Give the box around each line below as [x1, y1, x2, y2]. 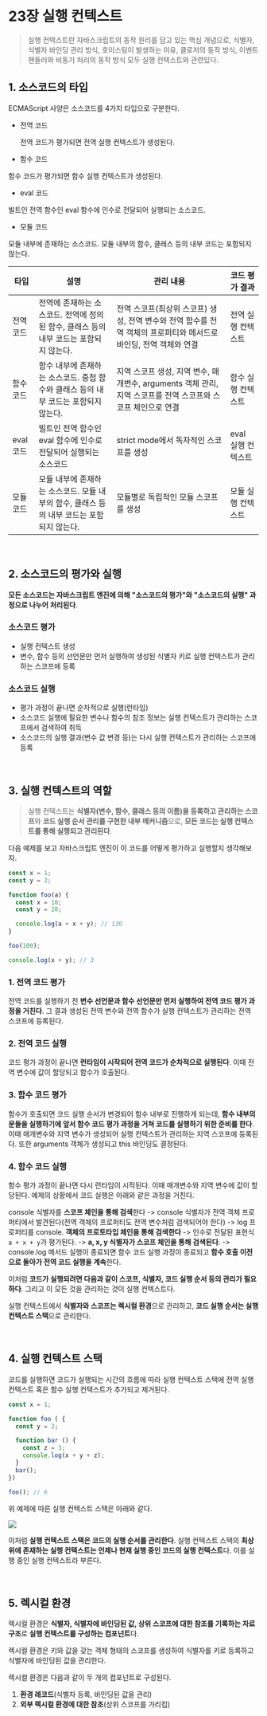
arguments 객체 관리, [142, 378, 219, 389]
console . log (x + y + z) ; [22, 1451, 105, 1459]
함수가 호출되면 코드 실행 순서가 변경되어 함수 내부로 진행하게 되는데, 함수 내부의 [8, 1109, 256, 1118]
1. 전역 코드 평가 [8, 976, 65, 988]
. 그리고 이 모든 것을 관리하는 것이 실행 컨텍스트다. [21, 1284, 176, 1294]
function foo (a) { [8, 890, 69, 899]
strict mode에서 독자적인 [116, 434, 205, 446]
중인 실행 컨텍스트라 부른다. [16, 1555, 102, 1565]
